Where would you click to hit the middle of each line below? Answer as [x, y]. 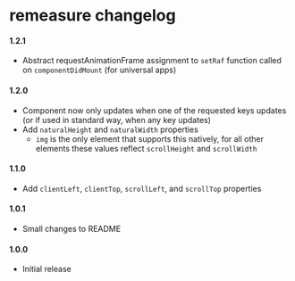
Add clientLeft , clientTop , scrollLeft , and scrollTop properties [142, 188]
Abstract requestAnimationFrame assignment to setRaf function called [152, 61]
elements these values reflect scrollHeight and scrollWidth [146, 148]
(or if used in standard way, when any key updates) [117, 120]
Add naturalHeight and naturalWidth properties [110, 129]
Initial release [46, 269]
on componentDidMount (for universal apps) [99, 70]
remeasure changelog [93, 16]
